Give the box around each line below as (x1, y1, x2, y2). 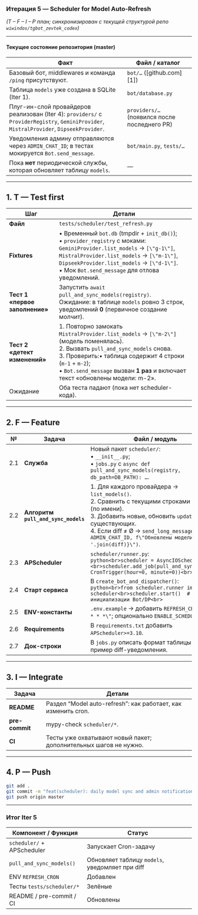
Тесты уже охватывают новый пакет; (46, 733, 152, 741)
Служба (24, 459, 48, 467)
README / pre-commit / (9, 891, 77, 900)
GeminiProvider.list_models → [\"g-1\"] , (58, 244, 176, 252)
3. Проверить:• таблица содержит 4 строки (58, 352, 184, 360)
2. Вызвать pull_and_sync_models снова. (58, 344, 173, 353)
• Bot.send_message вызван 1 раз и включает (58, 367, 187, 375)
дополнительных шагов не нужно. (46, 741, 144, 749)
